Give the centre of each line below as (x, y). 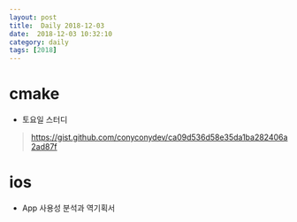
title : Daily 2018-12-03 (57, 26)
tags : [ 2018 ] (33, 50)
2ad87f (44, 147)
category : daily (39, 42)
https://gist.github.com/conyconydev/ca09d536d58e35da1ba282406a (159, 137)
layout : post (33, 17)
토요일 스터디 (45, 119)
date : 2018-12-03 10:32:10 (61, 34)
